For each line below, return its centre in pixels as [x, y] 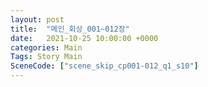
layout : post [37, 19]
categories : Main [46, 47]
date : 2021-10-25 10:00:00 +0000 [84, 38]
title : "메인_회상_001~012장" [70, 29]
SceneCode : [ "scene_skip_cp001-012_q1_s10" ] [104, 66]
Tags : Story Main [46, 57]
